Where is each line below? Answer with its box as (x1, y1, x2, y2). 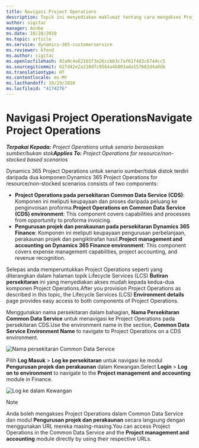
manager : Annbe (6, 25, 44, 31)
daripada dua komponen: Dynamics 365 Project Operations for (6, 173, 158, 181)
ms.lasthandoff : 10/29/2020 (6, 80, 76, 86)
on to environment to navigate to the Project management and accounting (6, 369, 191, 376)
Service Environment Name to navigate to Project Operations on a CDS (6, 327, 181, 334)
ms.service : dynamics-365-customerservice (6, 42, 113, 48)
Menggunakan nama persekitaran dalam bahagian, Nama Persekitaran (6, 308, 179, 315)
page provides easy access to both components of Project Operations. (6, 297, 179, 304)
